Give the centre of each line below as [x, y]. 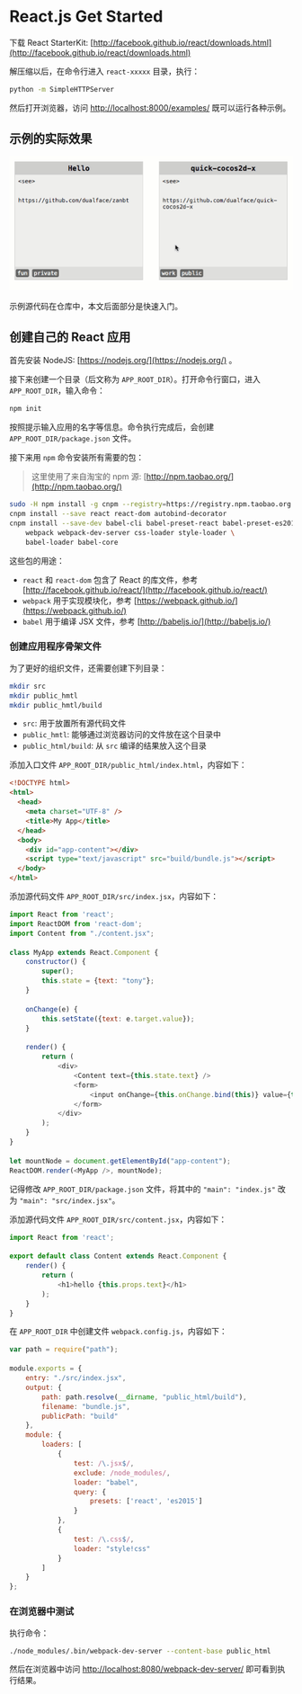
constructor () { [56, 962]
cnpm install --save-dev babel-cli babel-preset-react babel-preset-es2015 [154, 523]
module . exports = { [46, 1369]
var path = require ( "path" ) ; [64, 1350]
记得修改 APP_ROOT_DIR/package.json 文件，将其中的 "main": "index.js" [142, 1189]
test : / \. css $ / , [104, 1539]
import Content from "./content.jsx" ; [82, 933]
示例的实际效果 [51, 139]
